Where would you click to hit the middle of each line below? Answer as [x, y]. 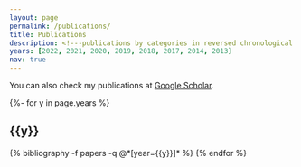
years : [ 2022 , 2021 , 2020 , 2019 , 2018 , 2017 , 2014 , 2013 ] [121, 51]
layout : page [34, 18]
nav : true [28, 60]
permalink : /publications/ [60, 26]
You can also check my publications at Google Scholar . [112, 85]
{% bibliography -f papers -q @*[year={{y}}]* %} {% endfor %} [128, 153]
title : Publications [48, 34]
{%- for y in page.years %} [60, 103]
